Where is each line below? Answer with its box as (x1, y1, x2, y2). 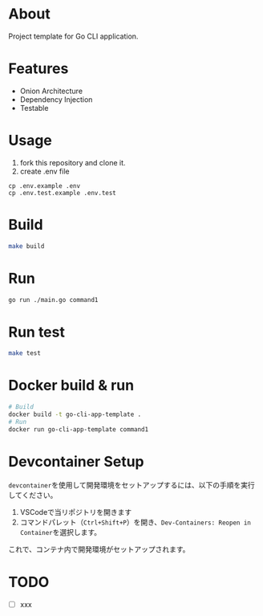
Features (8, 59, 69, 78)
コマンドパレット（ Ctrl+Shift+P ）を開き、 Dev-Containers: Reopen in (19, 517, 251, 527)
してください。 (8, 490, 58, 500)
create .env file (19, 166, 70, 176)
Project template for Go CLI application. (8, 31, 139, 41)
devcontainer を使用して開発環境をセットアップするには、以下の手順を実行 (8, 479, 255, 490)
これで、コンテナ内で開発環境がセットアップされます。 (8, 544, 190, 554)
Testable (19, 103, 49, 112)
